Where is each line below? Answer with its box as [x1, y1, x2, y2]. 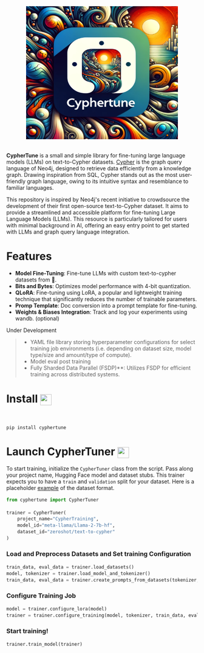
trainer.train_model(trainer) [6, 641, 83, 648]
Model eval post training [30, 358, 91, 365]
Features [6, 249, 52, 263]
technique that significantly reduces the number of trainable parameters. [15, 295, 197, 303]
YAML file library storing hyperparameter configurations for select [30, 338, 195, 345]
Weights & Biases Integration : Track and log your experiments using [15, 308, 188, 316]
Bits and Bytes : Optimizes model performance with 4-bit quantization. [15, 282, 191, 289]
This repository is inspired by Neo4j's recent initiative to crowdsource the [6, 196, 190, 203]
